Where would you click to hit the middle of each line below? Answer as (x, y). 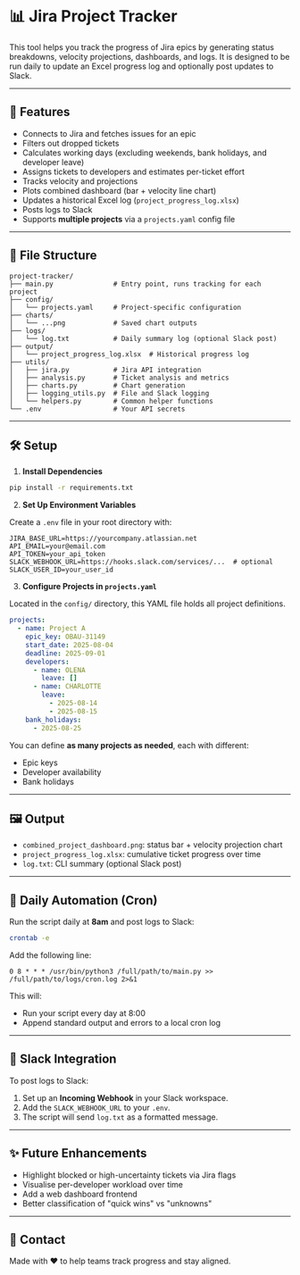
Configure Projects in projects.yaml (89, 587)
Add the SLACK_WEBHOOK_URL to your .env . (96, 1107)
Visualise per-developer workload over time (103, 1184)
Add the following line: (50, 955)
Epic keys (40, 762)
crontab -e (29, 938)
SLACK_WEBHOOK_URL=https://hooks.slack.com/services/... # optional (142, 562)
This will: (25, 996)
